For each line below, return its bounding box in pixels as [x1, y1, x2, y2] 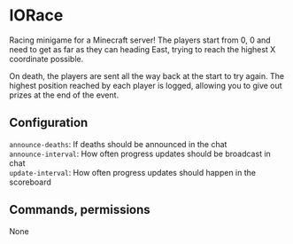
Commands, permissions [9, 202, 150, 217]
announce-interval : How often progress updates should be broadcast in [9, 148, 272, 159]
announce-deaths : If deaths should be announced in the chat [9, 138, 227, 149]
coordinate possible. [9, 53, 84, 64]
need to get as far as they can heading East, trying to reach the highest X [9, 43, 276, 54]
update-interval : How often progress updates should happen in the [9, 167, 257, 177]
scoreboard [9, 177, 51, 187]
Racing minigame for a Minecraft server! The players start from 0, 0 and [9, 35, 272, 45]
